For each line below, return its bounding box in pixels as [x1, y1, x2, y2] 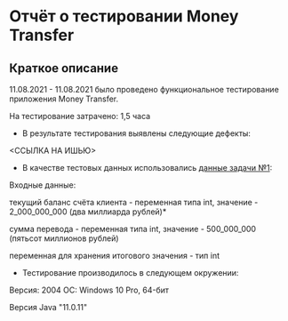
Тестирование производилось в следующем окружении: [21, 268, 239, 277]
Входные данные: [9, 180, 76, 190]
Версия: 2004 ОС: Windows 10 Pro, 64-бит [9, 285, 170, 295]
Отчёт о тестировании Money [9, 6, 239, 27]
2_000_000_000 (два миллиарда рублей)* [9, 206, 167, 217]
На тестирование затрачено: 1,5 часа [9, 111, 151, 121]
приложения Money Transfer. [9, 93, 119, 104]
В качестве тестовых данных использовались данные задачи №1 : [21, 163, 273, 173]
